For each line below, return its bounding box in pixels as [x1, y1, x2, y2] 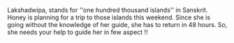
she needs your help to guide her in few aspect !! [7, 28, 148, 36]
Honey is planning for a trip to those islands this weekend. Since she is [7, 13, 211, 21]
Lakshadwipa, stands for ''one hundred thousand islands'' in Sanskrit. [7, 6, 208, 14]
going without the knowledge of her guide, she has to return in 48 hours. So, [7, 21, 228, 28]
